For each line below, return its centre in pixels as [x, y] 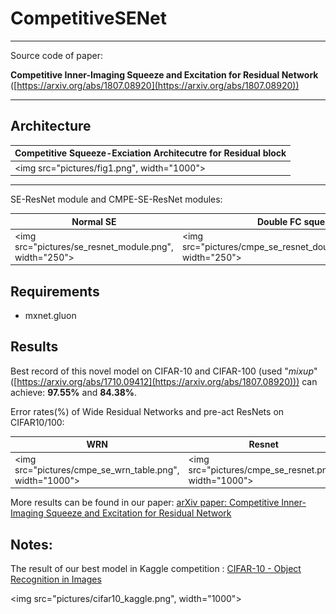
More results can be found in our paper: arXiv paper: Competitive [145, 503]
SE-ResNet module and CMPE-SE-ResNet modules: [116, 199]
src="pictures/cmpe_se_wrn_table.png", [97, 469]
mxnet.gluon [50, 316]
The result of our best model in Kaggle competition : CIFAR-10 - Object [156, 568]
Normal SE [94, 221]
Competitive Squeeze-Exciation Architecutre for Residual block [150, 153]
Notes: [31, 544]
